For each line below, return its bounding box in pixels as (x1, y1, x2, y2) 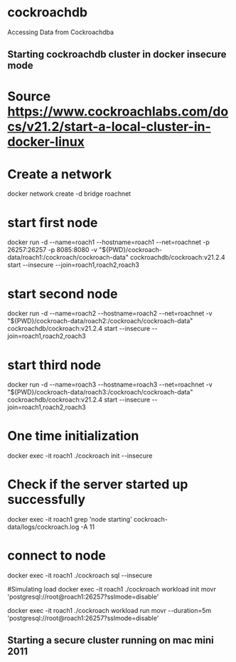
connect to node (7, 547, 107, 564)
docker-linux (7, 133, 85, 149)
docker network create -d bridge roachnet (7, 189, 132, 198)
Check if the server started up (7, 476, 188, 493)
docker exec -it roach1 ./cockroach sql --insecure (7, 571, 153, 580)
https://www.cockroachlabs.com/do (7, 103, 229, 120)
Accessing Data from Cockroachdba (7, 28, 114, 36)
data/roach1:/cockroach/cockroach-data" (7, 253, 129, 262)
